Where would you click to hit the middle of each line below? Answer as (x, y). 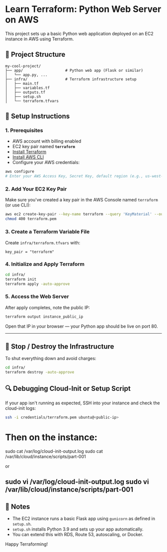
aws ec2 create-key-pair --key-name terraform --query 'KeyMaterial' (79, 214)
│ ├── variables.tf (28, 88)
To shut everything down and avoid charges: (51, 359)
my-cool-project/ (23, 66)
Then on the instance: (51, 438)
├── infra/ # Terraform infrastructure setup (71, 79)
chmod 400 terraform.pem (31, 219)
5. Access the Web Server (37, 297)
